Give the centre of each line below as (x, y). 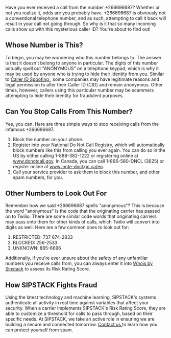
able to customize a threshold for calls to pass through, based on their (79, 313)
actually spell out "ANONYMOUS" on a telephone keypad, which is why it (82, 68)
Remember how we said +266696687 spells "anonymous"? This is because (85, 206)
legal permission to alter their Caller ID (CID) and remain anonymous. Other (84, 84)
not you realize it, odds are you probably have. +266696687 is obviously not (86, 13)
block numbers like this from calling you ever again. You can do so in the (89, 150)
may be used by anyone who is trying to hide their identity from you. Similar (85, 74)
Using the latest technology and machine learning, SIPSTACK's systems (81, 297)
